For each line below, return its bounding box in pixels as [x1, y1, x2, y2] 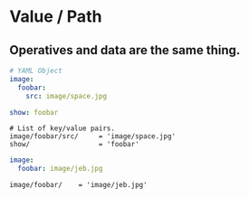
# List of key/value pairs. [9, 124, 116, 133]
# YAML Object [9, 66, 63, 75]
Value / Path [9, 6, 102, 27]
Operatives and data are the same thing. [9, 42, 241, 58]
